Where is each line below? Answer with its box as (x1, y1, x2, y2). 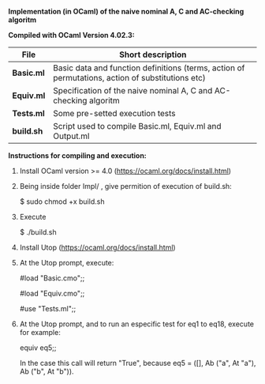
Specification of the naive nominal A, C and (52, 85, 213, 96)
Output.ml (52, 130, 90, 141)
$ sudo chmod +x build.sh (19, 197, 105, 206)
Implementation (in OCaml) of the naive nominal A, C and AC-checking (8, 7, 244, 16)
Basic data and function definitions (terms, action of (52, 62, 245, 73)
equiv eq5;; (19, 343, 57, 352)
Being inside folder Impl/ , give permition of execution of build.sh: (19, 182, 233, 190)
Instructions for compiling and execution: (8, 151, 147, 160)
